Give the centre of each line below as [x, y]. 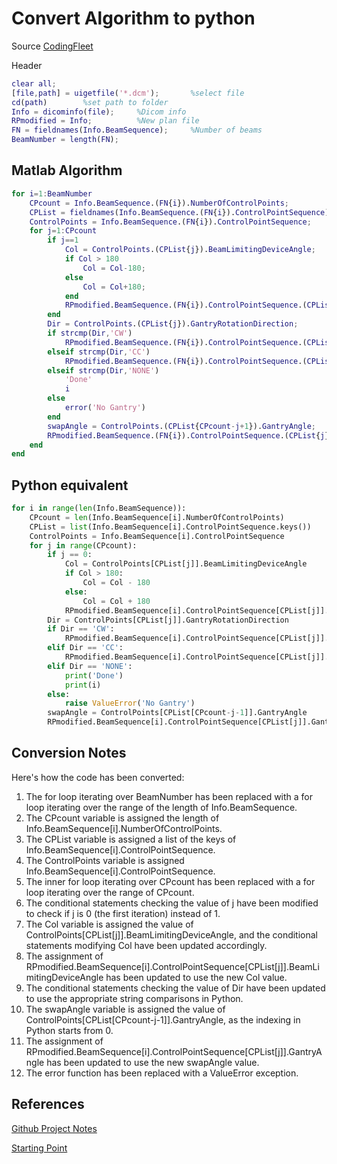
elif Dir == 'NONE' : [90, 666]
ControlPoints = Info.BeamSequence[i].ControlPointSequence [157, 536]
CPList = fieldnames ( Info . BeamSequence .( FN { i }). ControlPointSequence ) [179, 212]
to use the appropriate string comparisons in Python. [134, 998]
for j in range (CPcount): [83, 545]
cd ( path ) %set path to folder [90, 102]
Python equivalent [70, 485]
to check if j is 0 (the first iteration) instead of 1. [123, 913]
